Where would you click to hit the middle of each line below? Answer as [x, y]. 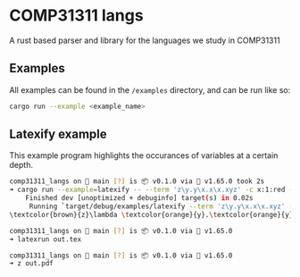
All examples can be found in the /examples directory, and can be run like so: [150, 89]
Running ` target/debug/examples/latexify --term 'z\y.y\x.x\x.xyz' [157, 206]
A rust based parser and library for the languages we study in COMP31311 [145, 40]
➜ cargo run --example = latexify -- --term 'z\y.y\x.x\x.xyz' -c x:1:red [147, 190]
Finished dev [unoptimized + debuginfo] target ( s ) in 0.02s [139, 198]
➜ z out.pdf [31, 264]
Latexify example [58, 134]
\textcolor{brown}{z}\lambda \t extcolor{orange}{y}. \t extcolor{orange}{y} [151, 214]
